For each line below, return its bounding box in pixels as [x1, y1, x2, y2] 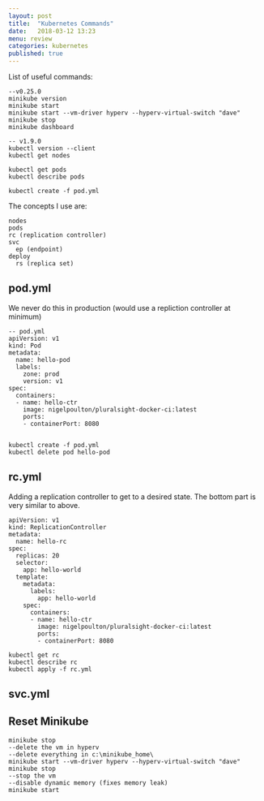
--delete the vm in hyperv [8, 743, 100, 751]
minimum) [8, 312, 42, 321]
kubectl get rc [8, 651, 60, 659]
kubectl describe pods [8, 173, 85, 181]
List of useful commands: [8, 72, 93, 81]
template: [15, 573, 49, 581]
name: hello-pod [15, 355, 70, 364]
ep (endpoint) [15, 245, 63, 253]
